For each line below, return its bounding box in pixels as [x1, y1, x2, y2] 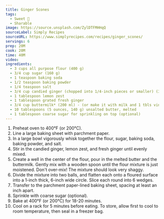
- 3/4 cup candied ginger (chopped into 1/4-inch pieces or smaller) [10, 89, 154, 94]
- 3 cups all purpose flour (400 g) [10, 66, 84, 71]
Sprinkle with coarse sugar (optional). [12, 193, 88, 198]
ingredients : [5, 62, 32, 66]
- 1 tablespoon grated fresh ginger [10, 98, 84, 103]
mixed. [12, 151, 26, 157]
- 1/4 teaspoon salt [10, 84, 52, 89]
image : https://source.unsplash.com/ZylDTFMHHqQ [5, 25, 106, 30]
